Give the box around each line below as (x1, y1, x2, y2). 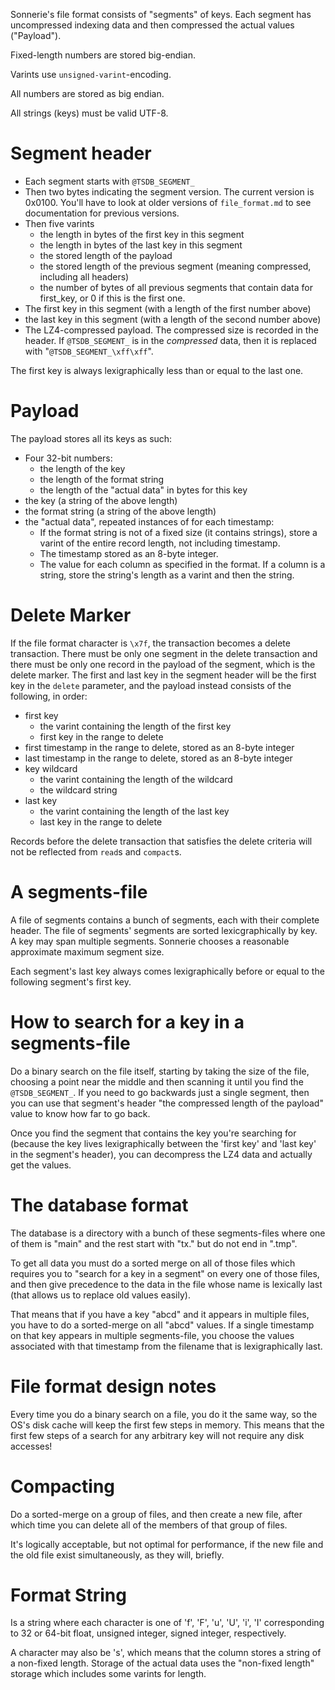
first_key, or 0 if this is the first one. (39, 292, 186, 304)
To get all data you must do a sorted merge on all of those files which (10, 1257, 296, 1269)
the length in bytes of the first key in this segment (39, 228, 245, 240)
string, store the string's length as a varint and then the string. (39, 569, 295, 581)
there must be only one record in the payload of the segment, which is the (10, 658, 316, 670)
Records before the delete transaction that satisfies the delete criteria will (10, 835, 313, 847)
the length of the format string (39, 473, 165, 485)
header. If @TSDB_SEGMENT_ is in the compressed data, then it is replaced (24, 334, 317, 346)
